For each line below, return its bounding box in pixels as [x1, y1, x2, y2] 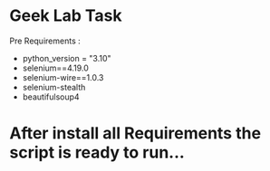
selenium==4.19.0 [22, 62, 89, 73]
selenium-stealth [22, 81, 86, 92]
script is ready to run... [9, 142, 186, 163]
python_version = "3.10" [22, 52, 111, 63]
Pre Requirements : [9, 35, 81, 46]
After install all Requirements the [9, 123, 261, 144]
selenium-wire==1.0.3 [22, 71, 104, 82]
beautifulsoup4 [22, 91, 80, 102]
